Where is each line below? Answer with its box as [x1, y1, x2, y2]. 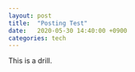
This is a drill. [8, 56, 52, 66]
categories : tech [8, 34, 67, 42]
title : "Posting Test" [8, 19, 88, 27]
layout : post [8, 11, 52, 20]
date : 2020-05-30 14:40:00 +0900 [8, 26, 128, 34]
